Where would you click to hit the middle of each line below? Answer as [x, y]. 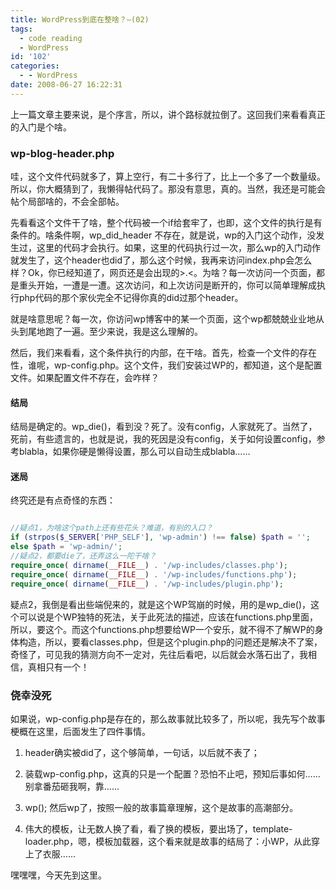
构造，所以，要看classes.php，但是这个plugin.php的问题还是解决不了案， [170, 642]
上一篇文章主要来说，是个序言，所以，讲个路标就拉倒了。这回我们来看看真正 [168, 114]
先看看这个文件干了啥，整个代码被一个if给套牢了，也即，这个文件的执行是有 [166, 223]
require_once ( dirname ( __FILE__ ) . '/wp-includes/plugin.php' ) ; [147, 584]
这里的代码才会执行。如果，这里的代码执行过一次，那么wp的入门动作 [179, 248]
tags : [21, 29]
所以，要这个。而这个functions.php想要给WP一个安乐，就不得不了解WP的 [162, 629]
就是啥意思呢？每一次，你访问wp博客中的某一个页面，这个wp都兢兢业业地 [163, 319]
